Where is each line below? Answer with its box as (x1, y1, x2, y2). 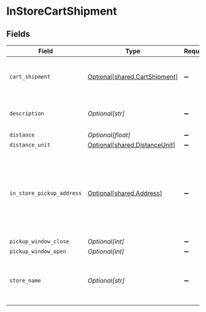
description (9, 110, 45, 117)
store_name (9, 277, 41, 284)
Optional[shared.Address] (88, 189, 162, 197)
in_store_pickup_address (9, 190, 82, 197)
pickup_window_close (9, 238, 69, 245)
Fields (6, 29, 31, 39)
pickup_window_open (9, 248, 66, 255)
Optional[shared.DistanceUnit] (88, 141, 176, 149)
